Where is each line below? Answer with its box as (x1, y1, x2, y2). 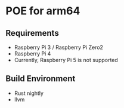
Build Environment (5, 73, 76, 84)
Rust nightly (14, 90, 44, 97)
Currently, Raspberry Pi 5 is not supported (14, 57, 119, 63)
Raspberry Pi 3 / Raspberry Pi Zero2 (14, 44, 104, 51)
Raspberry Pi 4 (14, 50, 51, 57)
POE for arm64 (5, 4, 80, 18)
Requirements (5, 28, 59, 38)
